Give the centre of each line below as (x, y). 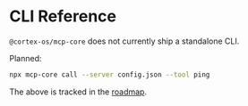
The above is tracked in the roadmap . (78, 92)
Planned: (26, 58)
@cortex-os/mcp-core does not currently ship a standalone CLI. (124, 41)
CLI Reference (63, 16)
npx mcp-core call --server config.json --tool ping (110, 74)
